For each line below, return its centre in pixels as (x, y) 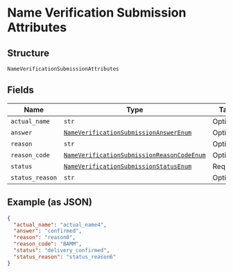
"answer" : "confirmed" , (48, 231)
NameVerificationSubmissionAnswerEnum (128, 132)
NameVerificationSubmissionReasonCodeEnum (135, 155)
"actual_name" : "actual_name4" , (60, 224)
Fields (21, 90)
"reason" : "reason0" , (45, 238)
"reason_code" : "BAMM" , (48, 244)
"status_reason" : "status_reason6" (65, 257)
